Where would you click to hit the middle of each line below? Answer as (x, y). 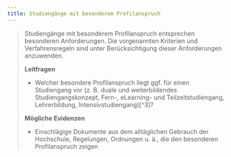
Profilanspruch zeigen (66, 146)
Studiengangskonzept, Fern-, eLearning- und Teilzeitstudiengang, (129, 97)
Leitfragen (40, 69)
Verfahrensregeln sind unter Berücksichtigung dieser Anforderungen (123, 48)
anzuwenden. (44, 56)
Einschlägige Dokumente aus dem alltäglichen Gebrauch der (122, 131)
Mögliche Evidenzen (54, 118)
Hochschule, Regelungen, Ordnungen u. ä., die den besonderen (126, 139)
